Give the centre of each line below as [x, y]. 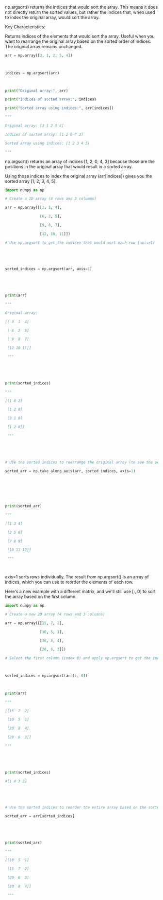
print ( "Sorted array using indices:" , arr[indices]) [59, 108]
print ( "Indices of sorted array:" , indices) [51, 99]
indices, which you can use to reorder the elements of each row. [69, 582]
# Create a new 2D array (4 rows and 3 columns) [55, 614]
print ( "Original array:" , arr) [37, 90]
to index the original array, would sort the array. [52, 17]
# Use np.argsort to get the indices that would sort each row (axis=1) [80, 243]
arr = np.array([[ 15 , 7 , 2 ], [34, 623]
